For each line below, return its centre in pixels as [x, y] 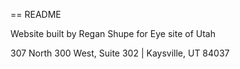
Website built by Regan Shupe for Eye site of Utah [113, 33]
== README [36, 14]
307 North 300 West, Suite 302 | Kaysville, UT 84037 [120, 53]
